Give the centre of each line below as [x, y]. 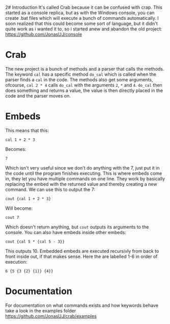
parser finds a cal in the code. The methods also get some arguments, [79, 79]
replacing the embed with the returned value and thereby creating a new [81, 184]
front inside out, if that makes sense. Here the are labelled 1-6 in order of [81, 256]
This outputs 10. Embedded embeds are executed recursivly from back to [82, 251]
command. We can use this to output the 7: [50, 189]
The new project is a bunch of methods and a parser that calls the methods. [85, 69]
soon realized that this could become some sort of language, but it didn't [81, 23]
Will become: [19, 208]
